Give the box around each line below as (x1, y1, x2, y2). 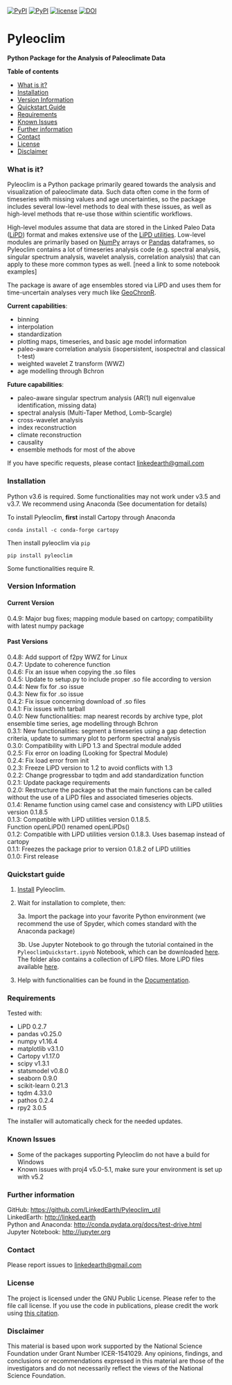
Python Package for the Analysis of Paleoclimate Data (7, 53, 166, 62)
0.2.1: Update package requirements (7, 778, 111, 786)
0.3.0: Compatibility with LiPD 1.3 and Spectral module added (7, 741, 181, 749)
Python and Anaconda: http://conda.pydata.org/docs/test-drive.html (7, 1220, 202, 1229)
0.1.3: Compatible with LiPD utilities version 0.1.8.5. (7, 815, 151, 823)
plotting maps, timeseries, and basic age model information (17, 338, 187, 346)
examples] (7, 267, 37, 276)
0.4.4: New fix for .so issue (7, 682, 84, 690)
